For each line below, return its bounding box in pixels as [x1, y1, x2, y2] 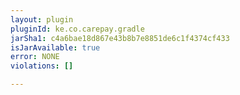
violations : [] [10, 61, 74, 71]
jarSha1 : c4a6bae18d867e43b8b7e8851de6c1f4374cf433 [10, 33, 230, 43]
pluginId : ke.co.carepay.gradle [10, 24, 145, 34]
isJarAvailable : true [10, 42, 101, 53]
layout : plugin [10, 14, 74, 25]
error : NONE [10, 52, 60, 62]
